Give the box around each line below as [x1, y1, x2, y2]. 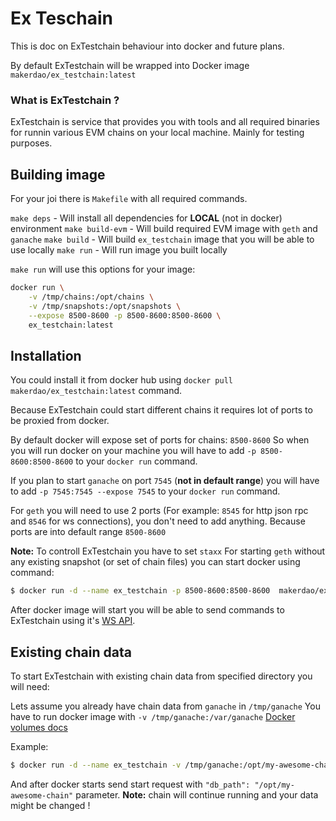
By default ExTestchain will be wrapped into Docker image [10, 59, 250, 71]
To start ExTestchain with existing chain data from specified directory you [10, 670, 313, 682]
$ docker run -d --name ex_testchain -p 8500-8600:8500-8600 [10, 586, 271, 596]
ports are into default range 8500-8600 [10, 526, 167, 538]
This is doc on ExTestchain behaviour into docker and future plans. [10, 40, 285, 52]
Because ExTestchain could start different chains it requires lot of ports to [10, 404, 313, 416]
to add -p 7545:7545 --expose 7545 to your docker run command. [10, 485, 281, 497]
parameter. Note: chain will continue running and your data [75, 788, 319, 801]
